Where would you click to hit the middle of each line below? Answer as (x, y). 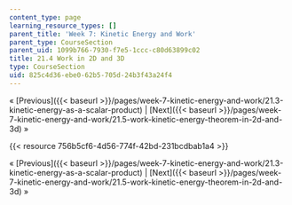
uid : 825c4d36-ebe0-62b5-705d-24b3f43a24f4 (91, 75)
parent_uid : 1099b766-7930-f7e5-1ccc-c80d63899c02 (105, 51)
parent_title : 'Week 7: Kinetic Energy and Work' (103, 34)
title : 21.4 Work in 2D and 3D (67, 59)
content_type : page (45, 17)
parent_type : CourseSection (61, 42)
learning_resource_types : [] (63, 26)
